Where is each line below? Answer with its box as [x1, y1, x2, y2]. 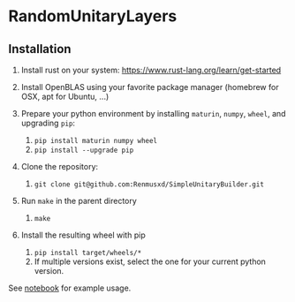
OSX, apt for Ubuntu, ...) [20, 91, 110, 102]
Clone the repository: [20, 162, 99, 171]
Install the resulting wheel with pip [20, 230, 147, 240]
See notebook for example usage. [8, 283, 132, 293]
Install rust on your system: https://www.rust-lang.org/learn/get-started [20, 64, 282, 75]
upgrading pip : [20, 117, 76, 128]
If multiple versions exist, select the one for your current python [34, 256, 267, 267]
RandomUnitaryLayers [8, 6, 178, 26]
